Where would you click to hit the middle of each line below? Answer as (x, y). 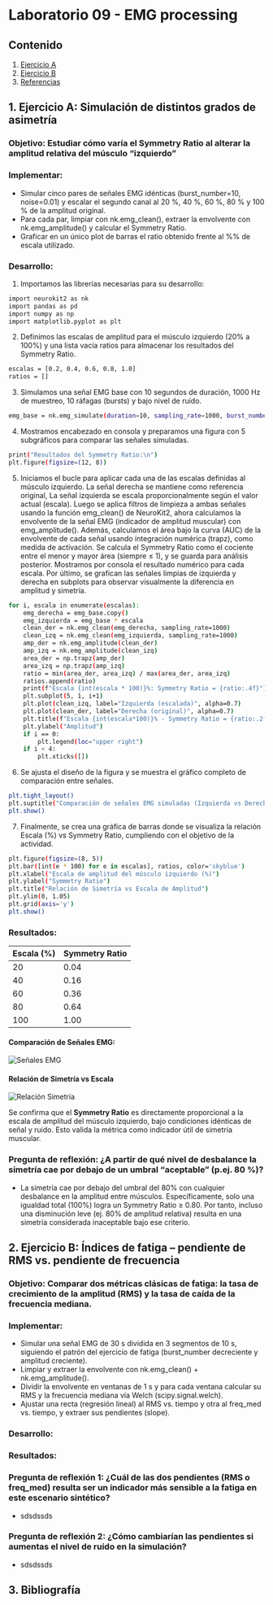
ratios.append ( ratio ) (59, 681)
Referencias (40, 82)
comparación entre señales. (67, 781)
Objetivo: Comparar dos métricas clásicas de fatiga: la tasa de (134, 1284)
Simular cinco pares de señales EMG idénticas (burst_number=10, (130, 193)
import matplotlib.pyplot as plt (65, 321)
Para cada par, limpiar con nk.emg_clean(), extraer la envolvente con (135, 219)
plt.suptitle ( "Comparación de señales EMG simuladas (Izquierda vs (125, 803)
